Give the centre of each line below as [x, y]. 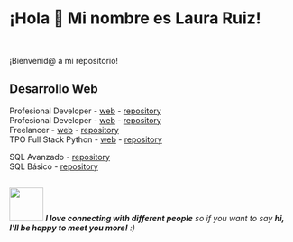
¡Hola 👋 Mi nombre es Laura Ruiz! [135, 18]
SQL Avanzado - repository [60, 157]
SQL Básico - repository [54, 166]
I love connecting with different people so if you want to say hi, [165, 219]
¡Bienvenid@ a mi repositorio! [64, 60]
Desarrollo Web [54, 89]
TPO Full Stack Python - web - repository [86, 139]
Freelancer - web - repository [64, 130]
